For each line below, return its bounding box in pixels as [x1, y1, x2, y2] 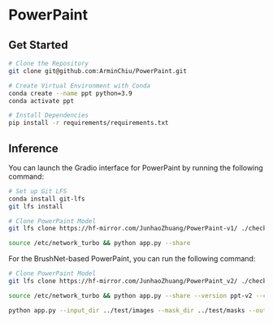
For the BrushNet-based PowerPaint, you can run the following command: [8, 254, 256, 264]
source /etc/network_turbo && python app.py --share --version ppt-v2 [8, 291, 253, 299]
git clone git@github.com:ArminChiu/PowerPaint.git [8, 67, 187, 75]
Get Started [8, 38, 68, 52]
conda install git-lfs [8, 195, 85, 203]
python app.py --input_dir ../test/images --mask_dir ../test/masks [8, 306, 245, 314]
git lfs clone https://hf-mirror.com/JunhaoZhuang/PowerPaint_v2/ [8, 278, 238, 286]
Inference [8, 141, 58, 155]
